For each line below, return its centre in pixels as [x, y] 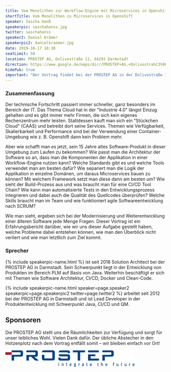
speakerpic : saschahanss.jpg [36, 27]
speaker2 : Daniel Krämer [32, 38]
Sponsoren [23, 320]
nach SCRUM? [20, 206]
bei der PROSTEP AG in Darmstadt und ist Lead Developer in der [73, 299]
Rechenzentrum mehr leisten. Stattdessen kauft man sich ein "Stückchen [82, 121]
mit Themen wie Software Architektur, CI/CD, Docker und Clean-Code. [79, 278]
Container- [150, 132]
